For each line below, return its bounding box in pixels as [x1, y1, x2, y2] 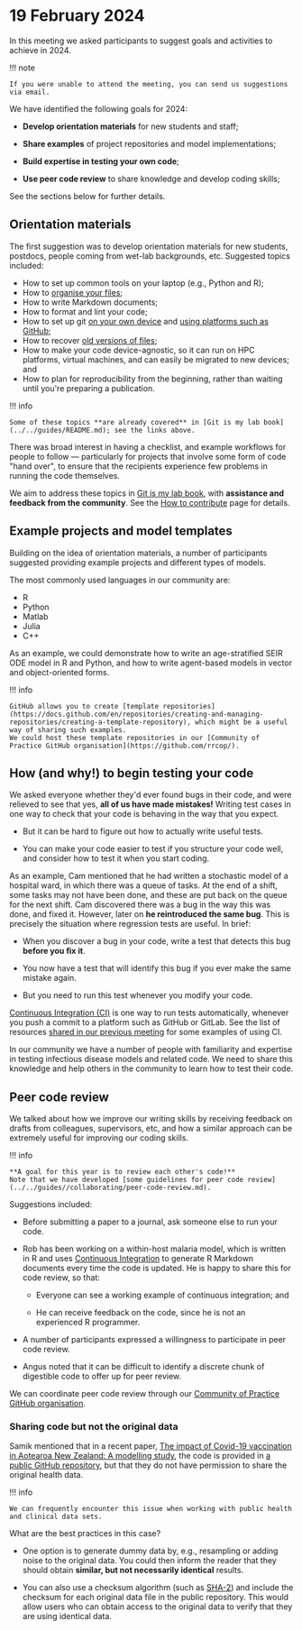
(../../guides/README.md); [9, 426, 111, 435]
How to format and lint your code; [22, 306, 148, 316]
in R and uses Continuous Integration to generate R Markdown [22, 1253, 254, 1264]
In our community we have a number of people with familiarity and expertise [9, 1044, 293, 1055]
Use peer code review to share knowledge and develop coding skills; [22, 173, 280, 184]
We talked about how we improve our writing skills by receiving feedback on [9, 1113, 293, 1124]
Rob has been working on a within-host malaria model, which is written [22, 1243, 287, 1254]
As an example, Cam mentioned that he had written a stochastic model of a [9, 871, 288, 882]
